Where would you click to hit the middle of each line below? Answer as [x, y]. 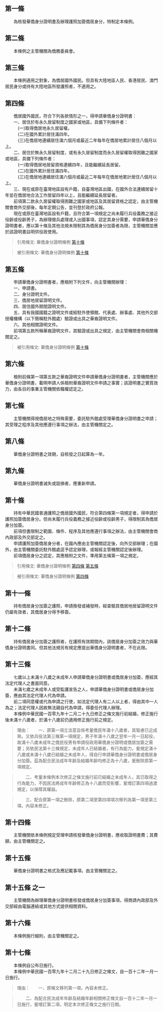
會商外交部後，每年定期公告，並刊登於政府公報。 [58, 207]
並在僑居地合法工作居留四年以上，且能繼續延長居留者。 [64, 195]
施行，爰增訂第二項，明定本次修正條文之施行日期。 [72, 1004]
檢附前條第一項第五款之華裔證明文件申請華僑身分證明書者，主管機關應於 [86, 376]
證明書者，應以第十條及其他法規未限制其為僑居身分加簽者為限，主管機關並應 [81, 226]
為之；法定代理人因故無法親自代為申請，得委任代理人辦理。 [65, 707]
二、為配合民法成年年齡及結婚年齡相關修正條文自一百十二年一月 [89, 998]
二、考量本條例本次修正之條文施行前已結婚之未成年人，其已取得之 [91, 777]
